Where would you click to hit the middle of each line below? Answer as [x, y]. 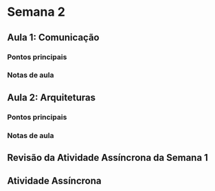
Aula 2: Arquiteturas [52, 97]
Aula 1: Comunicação [53, 37]
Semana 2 [36, 12]
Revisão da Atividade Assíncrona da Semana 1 [107, 158]
